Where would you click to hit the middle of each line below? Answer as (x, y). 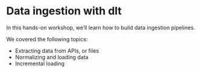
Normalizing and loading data (52, 57)
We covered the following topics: (47, 39)
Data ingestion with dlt (64, 11)
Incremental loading (40, 63)
